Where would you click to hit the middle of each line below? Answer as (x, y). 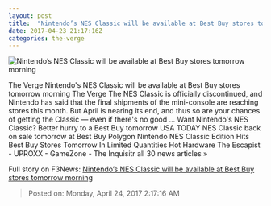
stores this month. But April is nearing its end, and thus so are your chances (134, 111)
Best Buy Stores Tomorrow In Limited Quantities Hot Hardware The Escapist (134, 145)
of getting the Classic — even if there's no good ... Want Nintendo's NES (128, 119)
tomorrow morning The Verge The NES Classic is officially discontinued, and (135, 94)
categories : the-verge (46, 38)
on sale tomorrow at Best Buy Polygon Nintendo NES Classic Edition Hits (129, 137)
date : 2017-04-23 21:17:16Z (56, 31)
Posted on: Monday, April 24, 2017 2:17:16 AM (104, 193)
